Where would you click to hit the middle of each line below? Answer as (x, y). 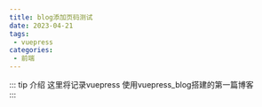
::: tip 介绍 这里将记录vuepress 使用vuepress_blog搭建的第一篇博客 (131, 84)
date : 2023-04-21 (41, 26)
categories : (31, 50)
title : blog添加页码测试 (51, 17)
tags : (19, 34)
